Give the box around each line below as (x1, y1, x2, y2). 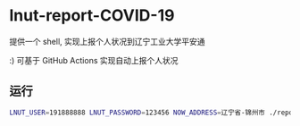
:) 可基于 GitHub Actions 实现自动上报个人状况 (9, 55, 179, 65)
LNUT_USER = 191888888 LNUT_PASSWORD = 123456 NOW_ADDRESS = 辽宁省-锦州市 (9, 108, 266, 117)
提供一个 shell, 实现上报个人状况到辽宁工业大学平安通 (9, 36, 205, 46)
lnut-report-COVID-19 (9, 5, 175, 26)
